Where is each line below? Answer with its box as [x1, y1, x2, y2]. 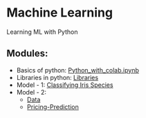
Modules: [6, 48, 48, 59]
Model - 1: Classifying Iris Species [16, 81, 113, 89]
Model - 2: [16, 88, 46, 96]
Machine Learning [6, 5, 113, 21]
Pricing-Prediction [26, 102, 79, 111]
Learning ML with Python [6, 28, 78, 36]
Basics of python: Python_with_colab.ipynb [16, 66, 139, 74]
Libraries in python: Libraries [16, 73, 98, 81]
